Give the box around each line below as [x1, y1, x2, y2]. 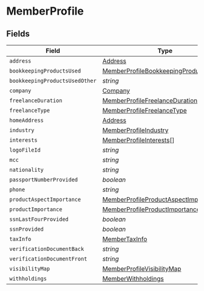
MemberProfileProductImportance [102, 205, 200, 214]
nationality [9, 166, 44, 173]
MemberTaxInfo [102, 235, 148, 243]
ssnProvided [9, 226, 44, 233]
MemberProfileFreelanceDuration [102, 96, 198, 105]
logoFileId [9, 147, 41, 153]
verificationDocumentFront [9, 256, 87, 262]
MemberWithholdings [102, 275, 164, 282]
